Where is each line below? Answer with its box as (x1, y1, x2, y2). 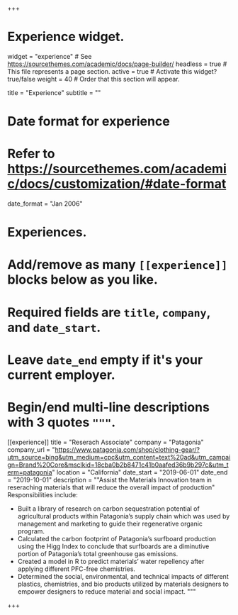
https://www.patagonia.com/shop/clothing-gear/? (55, 445, 200, 454)
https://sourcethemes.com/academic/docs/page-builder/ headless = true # (7, 60, 227, 68)
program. (17, 526, 45, 536)
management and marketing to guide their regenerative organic (17, 519, 203, 528)
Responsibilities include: (7, 490, 78, 499)
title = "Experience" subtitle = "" (7, 88, 101, 96)
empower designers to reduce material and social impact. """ (17, 587, 196, 596)
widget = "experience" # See (7, 52, 92, 60)
